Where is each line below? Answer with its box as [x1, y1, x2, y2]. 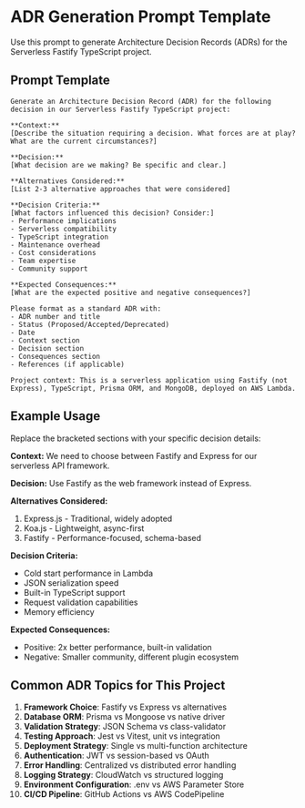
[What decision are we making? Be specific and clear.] [10, 160, 227, 169]
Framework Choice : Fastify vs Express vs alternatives [23, 701, 227, 712]
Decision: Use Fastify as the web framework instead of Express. [10, 477, 252, 488]
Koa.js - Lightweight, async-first [23, 522, 145, 534]
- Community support [10, 264, 89, 273]
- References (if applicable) [10, 360, 126, 369]
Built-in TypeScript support [23, 587, 126, 598]
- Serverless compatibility [10, 224, 117, 233]
